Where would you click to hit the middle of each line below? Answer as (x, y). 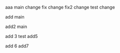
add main (15, 17)
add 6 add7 (17, 46)
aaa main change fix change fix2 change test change (60, 7)
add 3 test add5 (22, 36)
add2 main (16, 26)
